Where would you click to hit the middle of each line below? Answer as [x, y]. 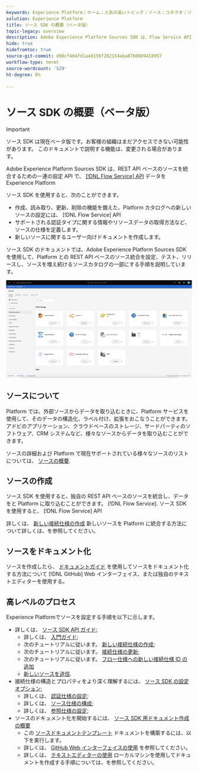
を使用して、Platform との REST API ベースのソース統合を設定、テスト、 [94, 257]
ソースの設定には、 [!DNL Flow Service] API [68, 215]
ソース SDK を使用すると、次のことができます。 [64, 195]
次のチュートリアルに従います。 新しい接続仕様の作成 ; [89, 644]
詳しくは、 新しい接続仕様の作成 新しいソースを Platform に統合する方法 [94, 524]
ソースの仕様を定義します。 [48, 229]
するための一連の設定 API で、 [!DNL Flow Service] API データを [88, 176]
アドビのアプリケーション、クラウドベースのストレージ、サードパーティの [96, 426]
